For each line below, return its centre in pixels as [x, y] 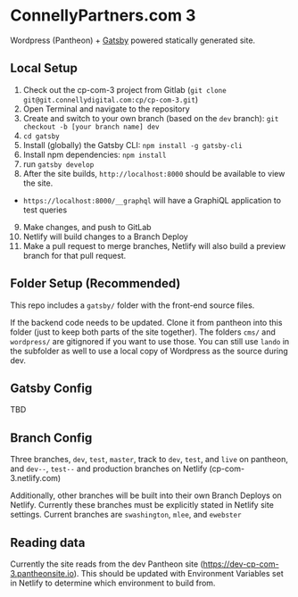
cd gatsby [41, 136]
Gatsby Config [51, 388]
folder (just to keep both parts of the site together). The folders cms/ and [143, 332]
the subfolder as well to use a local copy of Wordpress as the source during [149, 351]
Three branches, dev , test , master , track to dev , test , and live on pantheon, [149, 460]
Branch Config [51, 438]
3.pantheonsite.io [42, 573]
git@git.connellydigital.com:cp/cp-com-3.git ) [111, 99]
